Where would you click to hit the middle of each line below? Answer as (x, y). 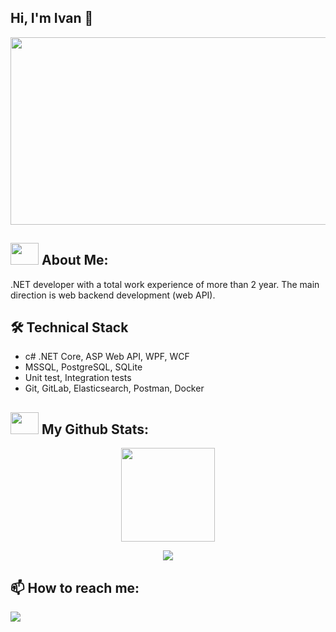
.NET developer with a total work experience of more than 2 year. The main (165, 284)
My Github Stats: (95, 429)
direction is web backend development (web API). (113, 295)
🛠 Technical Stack (69, 327)
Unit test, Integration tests (78, 378)
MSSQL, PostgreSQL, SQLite (83, 367)
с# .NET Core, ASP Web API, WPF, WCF (107, 357)
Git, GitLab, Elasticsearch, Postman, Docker (114, 388)
